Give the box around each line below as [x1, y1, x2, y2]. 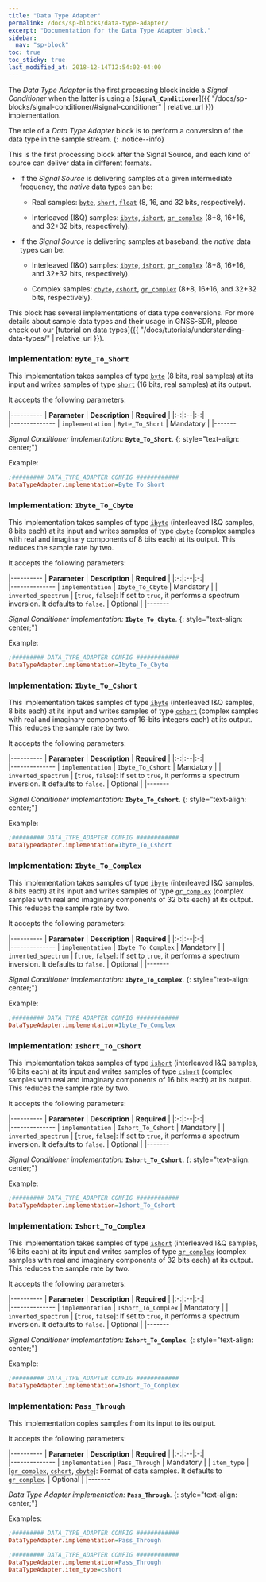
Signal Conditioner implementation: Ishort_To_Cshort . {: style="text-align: [8, 1155, 250, 1164]
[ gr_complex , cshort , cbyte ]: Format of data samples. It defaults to [8, 1466, 222, 1476]
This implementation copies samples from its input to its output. [8, 1418, 217, 1428]
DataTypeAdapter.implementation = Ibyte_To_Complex [8, 1021, 176, 1029]
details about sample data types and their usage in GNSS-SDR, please [8, 316, 238, 326]
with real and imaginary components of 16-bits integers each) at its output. [8, 715, 253, 724]
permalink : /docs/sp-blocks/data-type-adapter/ [8, 19, 169, 27]
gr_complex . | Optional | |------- [8, 1475, 111, 1484]
